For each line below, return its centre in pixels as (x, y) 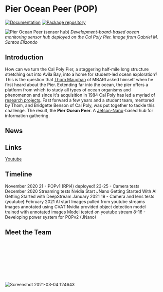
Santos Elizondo (21, 42)
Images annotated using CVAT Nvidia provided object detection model (75, 206)
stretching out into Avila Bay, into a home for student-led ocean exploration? (81, 74)
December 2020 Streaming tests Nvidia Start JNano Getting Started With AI (81, 191)
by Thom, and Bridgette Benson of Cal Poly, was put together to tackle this (80, 105)
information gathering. (27, 116)
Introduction (24, 58)
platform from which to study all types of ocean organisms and (68, 90)
